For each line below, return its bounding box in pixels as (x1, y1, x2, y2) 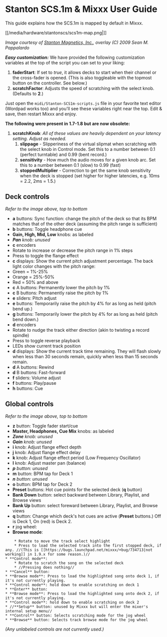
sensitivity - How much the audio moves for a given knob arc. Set (19, 156, 156, 163)
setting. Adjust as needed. (12, 135, 67, 141)
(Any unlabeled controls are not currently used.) (5, 626, 104, 632)
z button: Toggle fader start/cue (12, 423, 78, 429)
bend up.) (12, 306, 33, 312)
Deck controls (5, 192, 50, 201)
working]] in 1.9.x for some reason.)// (5, 552, 91, 557)
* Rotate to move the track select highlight (14, 539, 111, 544)
